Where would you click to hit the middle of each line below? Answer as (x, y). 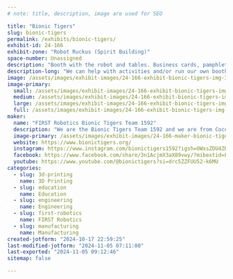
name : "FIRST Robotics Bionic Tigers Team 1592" (85, 123)
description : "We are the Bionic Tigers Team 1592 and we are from (113, 129)
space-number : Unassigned (44, 59)
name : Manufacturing (49, 232)
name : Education (43, 194)
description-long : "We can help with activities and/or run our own (108, 71)
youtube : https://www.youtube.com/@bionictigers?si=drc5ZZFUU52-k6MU (116, 162)
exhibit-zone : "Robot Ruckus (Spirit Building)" (79, 52)
